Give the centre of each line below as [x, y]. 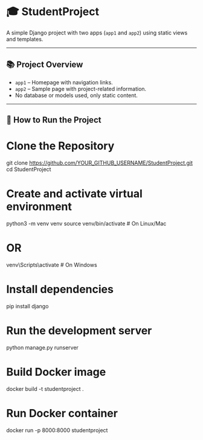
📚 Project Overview [45, 65]
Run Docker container [62, 413]
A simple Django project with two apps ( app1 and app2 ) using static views [97, 32]
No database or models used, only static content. [76, 95]
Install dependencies [60, 289]
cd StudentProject [29, 169]
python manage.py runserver [42, 347]
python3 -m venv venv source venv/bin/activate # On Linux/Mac [86, 224]
